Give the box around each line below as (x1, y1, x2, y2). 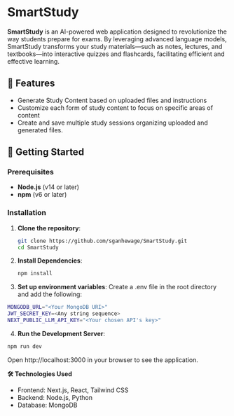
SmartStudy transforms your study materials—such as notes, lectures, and (7, 42, 223, 50)
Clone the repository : (17, 223, 81, 232)
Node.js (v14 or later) (17, 183, 79, 191)
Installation (7, 208, 47, 218)
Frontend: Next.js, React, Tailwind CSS (17, 386, 129, 394)
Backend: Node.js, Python (17, 393, 93, 401)
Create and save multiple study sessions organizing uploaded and (17, 118, 208, 127)
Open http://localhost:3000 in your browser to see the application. (7, 355, 198, 364)
